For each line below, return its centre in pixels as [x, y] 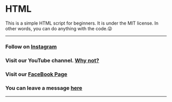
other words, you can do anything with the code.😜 [59, 28]
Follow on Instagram [31, 47]
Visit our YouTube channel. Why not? [52, 60]
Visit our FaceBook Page [36, 74]
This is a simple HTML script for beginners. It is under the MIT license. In [82, 23]
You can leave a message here [44, 88]
